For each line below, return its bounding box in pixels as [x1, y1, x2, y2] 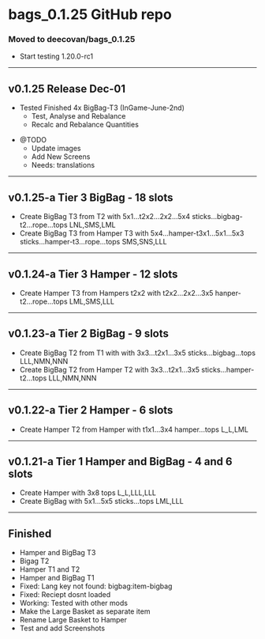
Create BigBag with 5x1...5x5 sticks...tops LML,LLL [19, 497, 184, 506]
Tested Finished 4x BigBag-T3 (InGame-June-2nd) [19, 103, 185, 112]
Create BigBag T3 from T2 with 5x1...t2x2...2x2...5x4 [19, 212, 191, 221]
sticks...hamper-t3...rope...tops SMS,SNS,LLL [19, 237, 167, 247]
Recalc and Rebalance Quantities [31, 120, 140, 130]
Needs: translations [31, 161, 95, 170]
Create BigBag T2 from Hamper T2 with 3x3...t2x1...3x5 [19, 365, 200, 374]
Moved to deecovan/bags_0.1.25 [8, 34, 136, 45]
